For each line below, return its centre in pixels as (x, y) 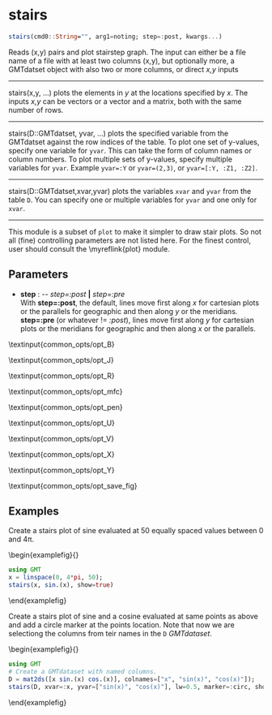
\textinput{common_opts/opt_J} (62, 360)
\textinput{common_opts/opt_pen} (66, 407)
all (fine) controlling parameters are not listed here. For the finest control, (130, 240)
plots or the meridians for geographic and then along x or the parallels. (138, 328)
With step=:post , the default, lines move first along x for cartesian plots (140, 303)
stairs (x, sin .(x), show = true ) (61, 585)
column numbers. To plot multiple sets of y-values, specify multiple (121, 159)
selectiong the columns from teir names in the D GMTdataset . (110, 634)
